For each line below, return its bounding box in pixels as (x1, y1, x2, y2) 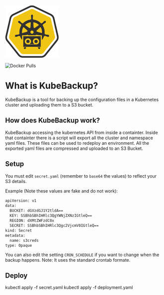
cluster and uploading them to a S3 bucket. (5, 101, 93, 107)
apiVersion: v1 (5, 198, 37, 203)
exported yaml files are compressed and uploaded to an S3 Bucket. (5, 145, 143, 151)
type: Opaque (5, 243, 32, 248)
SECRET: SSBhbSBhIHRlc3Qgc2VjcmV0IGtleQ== (9, 223, 99, 228)
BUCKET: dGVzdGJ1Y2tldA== (9, 208, 64, 213)
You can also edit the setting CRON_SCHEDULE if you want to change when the (5, 252, 160, 258)
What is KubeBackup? (5, 80, 98, 92)
